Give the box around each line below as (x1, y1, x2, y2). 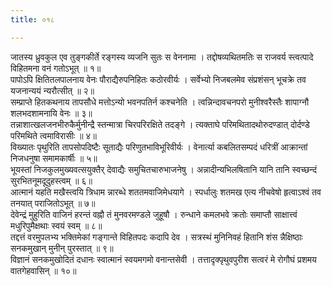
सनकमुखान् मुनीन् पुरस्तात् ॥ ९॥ (10, 242, 114, 254)
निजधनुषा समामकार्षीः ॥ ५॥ (10, 152, 98, 164)
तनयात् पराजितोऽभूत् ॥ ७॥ (10, 197, 96, 209)
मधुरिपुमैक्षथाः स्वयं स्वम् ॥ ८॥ (10, 219, 103, 231)
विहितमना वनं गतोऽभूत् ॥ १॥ (10, 62, 102, 74)
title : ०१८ (10, 14, 55, 25)
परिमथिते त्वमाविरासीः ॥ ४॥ (10, 129, 97, 141)
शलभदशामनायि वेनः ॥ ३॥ (10, 107, 93, 119)
